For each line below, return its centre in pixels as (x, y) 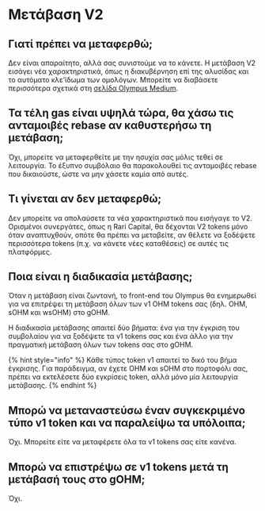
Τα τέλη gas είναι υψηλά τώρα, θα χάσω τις (121, 113)
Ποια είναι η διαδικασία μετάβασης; (100, 277)
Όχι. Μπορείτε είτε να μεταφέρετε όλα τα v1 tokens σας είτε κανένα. (123, 442)
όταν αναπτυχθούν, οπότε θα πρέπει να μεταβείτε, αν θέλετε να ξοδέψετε (132, 235)
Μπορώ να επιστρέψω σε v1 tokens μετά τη (119, 467)
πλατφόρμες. (30, 252)
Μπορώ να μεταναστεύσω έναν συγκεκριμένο (127, 410)
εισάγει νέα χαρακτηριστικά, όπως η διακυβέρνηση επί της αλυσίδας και (129, 71)
